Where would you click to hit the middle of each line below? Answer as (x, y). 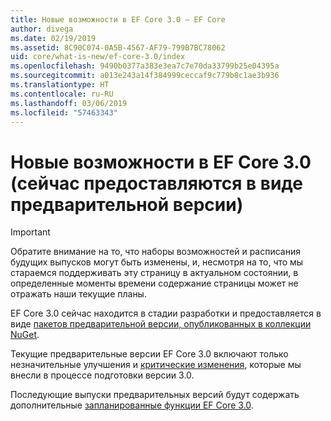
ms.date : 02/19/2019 (53, 38)
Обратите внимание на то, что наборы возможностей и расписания (155, 252)
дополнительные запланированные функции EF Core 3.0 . (132, 405)
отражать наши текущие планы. (78, 294)
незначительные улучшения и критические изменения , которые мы (156, 365)
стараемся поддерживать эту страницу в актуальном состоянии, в (154, 273)
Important (30, 232)
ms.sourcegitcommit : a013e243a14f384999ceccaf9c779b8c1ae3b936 (145, 76)
